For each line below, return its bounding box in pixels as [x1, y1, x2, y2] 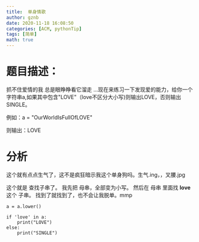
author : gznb [6, 14, 39, 21]
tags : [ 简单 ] [6, 31, 37, 37]
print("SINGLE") [17, 230, 58, 236]
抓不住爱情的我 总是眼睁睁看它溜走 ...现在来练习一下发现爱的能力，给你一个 [6, 86, 193, 93]
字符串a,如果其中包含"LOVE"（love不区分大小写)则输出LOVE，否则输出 [6, 93, 182, 100]
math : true [6, 37, 34, 43]
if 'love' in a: [6, 214, 47, 220]
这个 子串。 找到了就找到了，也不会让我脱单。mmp [6, 191, 132, 199]
